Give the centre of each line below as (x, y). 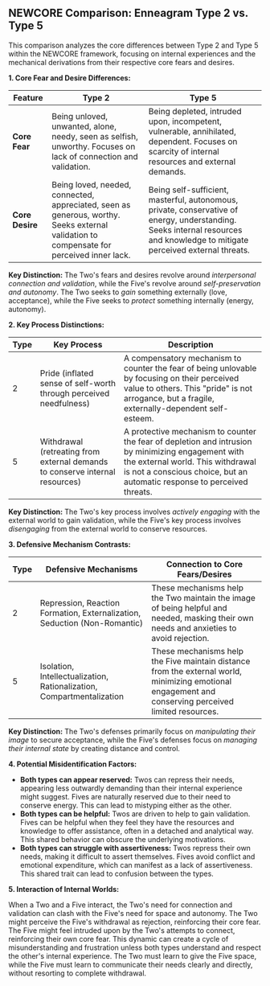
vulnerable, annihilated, (192, 131)
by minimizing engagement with (184, 451)
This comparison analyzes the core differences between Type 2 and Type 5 (133, 45)
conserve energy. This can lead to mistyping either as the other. (126, 805)
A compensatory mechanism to (182, 358)
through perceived (75, 393)
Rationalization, (69, 686)
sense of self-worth (78, 383)
